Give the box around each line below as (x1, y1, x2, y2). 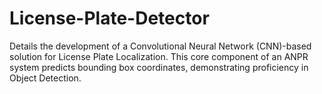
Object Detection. (9, 72, 82, 84)
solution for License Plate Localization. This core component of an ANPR (9, 50, 309, 62)
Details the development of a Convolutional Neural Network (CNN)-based (9, 40, 312, 52)
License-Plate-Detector (9, 7, 210, 30)
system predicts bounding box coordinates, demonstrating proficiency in (9, 61, 309, 73)
